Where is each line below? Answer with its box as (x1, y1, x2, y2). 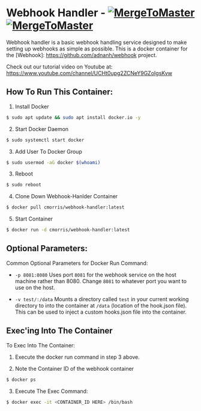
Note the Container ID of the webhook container (14, 365, 134, 372)
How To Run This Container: (6, 87, 113, 97)
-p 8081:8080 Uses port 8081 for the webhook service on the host (14, 271, 177, 278)
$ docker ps (6, 376, 36, 383)
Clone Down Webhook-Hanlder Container (14, 193, 118, 200)
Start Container (14, 215, 53, 222)
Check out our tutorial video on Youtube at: (6, 63, 113, 70)
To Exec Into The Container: (6, 341, 75, 349)
